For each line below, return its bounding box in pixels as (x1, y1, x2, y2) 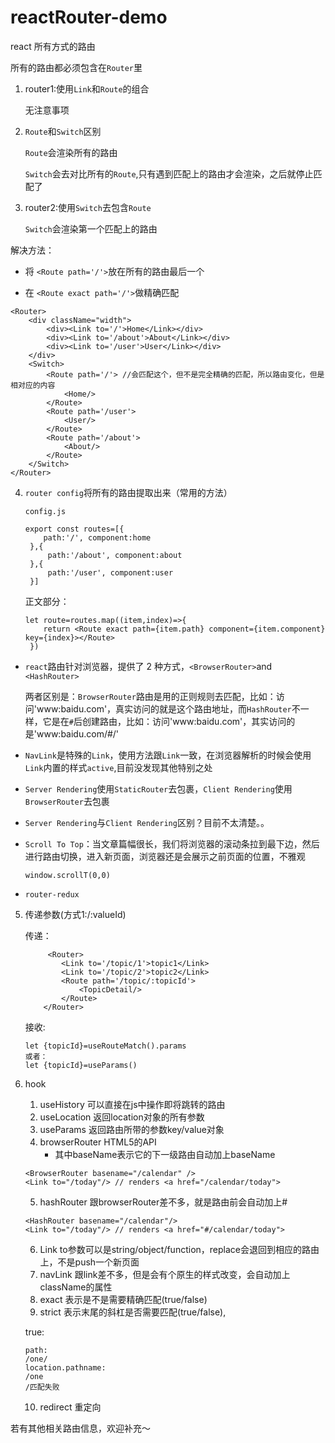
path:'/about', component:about (47, 550, 183, 560)
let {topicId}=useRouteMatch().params (24, 1041, 187, 1051)
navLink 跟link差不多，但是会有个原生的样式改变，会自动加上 (39, 1268, 291, 1280)
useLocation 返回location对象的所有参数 (39, 1111, 205, 1123)
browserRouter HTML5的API (39, 1136, 157, 1148)
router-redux (24, 889, 80, 900)
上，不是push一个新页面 (39, 1256, 140, 1268)
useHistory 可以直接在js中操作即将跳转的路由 (39, 1098, 226, 1110)
